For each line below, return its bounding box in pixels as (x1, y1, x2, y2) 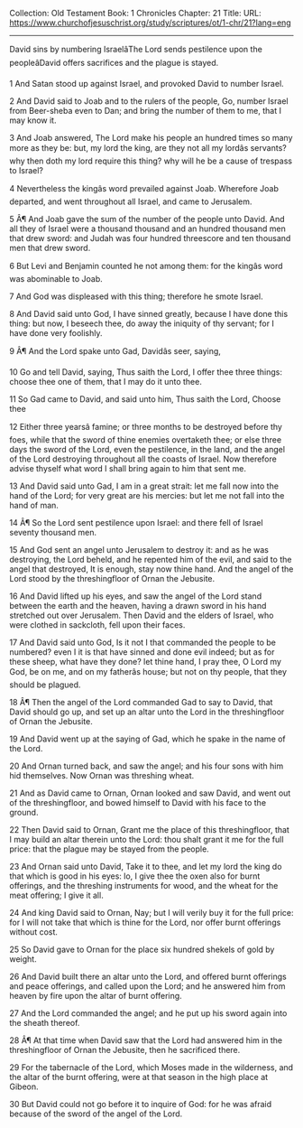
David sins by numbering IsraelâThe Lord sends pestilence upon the (9, 44, 263, 54)
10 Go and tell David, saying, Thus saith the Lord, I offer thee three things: (9, 367, 282, 378)
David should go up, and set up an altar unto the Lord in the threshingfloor (9, 706, 285, 717)
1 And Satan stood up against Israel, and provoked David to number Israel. (9, 79, 284, 89)
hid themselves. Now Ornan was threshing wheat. (9, 770, 195, 780)
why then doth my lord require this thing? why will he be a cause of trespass (9, 155, 293, 166)
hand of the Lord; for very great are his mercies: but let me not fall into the (9, 490, 285, 500)
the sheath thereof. (9, 1018, 80, 1028)
